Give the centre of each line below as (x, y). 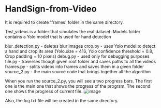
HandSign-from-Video (51, 9)
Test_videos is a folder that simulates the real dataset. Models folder (73, 31)
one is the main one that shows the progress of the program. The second (78, 86)
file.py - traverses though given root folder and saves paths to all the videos (80, 61)
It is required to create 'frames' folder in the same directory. (65, 22)
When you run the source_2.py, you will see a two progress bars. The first (79, 81)
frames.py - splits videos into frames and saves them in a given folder (74, 67)
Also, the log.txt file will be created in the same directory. (62, 100)
